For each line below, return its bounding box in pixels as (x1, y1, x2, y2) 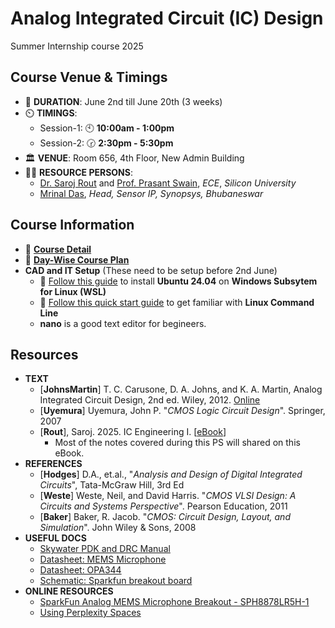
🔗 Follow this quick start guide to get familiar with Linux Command (39, 296, 315, 308)
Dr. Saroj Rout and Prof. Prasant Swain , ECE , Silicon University (39, 177, 297, 189)
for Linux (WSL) (39, 285, 107, 297)
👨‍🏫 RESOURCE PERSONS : (24, 166, 133, 178)
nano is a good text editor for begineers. (39, 317, 207, 329)
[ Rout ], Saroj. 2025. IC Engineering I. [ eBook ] (39, 426, 227, 438)
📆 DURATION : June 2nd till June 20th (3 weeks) (24, 95, 223, 107)
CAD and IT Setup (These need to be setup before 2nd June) (24, 264, 278, 276)
